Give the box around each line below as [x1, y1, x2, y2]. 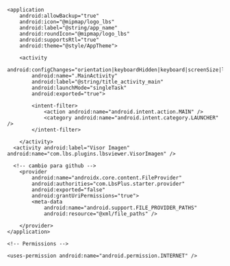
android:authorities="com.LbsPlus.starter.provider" [31, 180, 186, 187]
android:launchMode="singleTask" [31, 84, 127, 91]
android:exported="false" [31, 186, 106, 193]
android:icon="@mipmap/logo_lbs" [19, 19, 115, 25]
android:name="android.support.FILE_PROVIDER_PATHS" [43, 204, 197, 211]
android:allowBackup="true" [19, 12, 99, 19]
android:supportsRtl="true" [19, 36, 99, 43]
